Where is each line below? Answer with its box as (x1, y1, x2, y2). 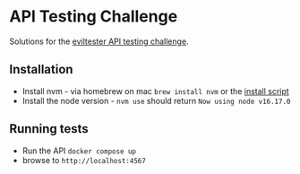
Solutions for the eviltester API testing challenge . (9, 36, 190, 47)
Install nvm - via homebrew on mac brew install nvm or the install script (21, 85, 289, 96)
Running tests (9, 121, 90, 136)
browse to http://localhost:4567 (21, 154, 146, 165)
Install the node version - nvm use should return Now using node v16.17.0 (21, 95, 291, 106)
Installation (9, 62, 73, 77)
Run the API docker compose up (21, 145, 137, 156)
